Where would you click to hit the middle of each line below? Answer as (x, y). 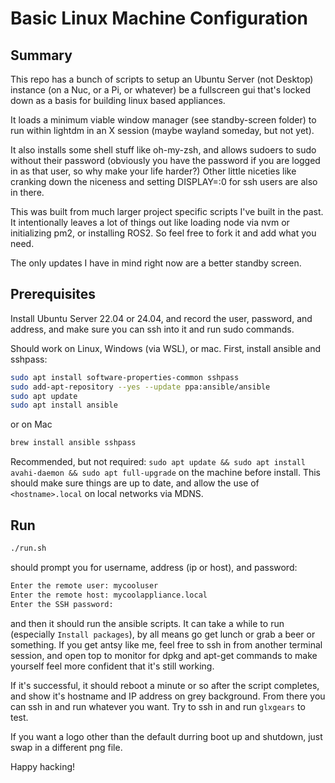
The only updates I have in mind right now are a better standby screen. (156, 263)
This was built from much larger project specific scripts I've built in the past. (167, 211)
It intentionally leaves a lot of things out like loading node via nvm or (150, 222)
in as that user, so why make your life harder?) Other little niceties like (153, 171)
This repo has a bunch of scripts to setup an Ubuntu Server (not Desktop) (162, 79)
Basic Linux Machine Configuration (159, 18)
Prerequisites (53, 294)
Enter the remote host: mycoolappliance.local (109, 595)
